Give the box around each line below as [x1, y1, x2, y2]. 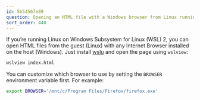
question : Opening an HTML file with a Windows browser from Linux [6, 14, 177, 20]
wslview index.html [6, 60, 55, 66]
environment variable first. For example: [6, 77, 104, 84]
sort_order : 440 [6, 20, 46, 25]
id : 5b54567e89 [6, 8, 44, 15]
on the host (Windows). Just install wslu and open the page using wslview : [6, 49, 189, 56]
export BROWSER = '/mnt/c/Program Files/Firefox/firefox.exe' [6, 88, 159, 95]
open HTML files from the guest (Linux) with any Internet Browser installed [6, 42, 189, 49]
